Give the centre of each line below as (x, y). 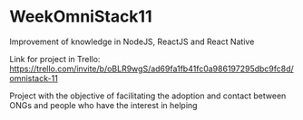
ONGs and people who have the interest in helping (103, 105)
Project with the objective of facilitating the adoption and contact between (148, 96)
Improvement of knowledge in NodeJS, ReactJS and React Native (132, 42)
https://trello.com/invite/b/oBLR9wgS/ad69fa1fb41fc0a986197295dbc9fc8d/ (152, 69)
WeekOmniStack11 (81, 17)
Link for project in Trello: (55, 59)
